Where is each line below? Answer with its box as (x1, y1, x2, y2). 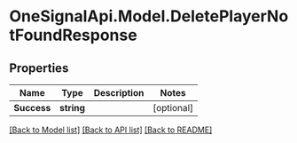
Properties (9, 60, 69, 75)
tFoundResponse (9, 25, 137, 45)
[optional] (152, 102, 193, 114)
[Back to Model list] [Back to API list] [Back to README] (9, 124, 213, 135)
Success (13, 102, 51, 114)
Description (93, 87, 145, 99)
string (59, 102, 86, 114)
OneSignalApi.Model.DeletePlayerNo (9, 6, 289, 27)
